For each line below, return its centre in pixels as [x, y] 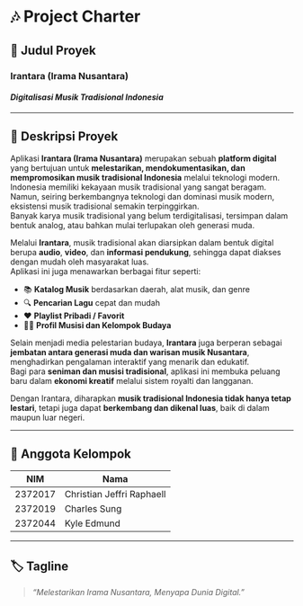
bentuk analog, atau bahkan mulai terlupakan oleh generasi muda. [133, 225]
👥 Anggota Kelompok [71, 454]
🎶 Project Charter [76, 17]
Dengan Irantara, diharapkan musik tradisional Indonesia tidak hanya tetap [151, 398]
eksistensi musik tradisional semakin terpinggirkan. [105, 206]
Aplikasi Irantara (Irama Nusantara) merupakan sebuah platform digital [143, 158]
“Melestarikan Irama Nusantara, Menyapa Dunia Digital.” [138, 593]
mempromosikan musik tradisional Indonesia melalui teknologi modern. [145, 177]
